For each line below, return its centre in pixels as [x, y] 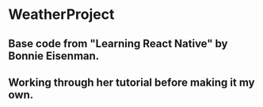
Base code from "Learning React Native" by [118, 44]
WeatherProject [61, 15]
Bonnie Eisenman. [54, 55]
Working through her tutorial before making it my [131, 82]
